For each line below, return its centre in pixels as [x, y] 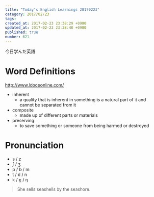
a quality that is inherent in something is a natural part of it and [83, 99]
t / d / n [20, 175]
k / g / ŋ [20, 179]
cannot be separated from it [48, 105]
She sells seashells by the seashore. [54, 189]
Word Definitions [40, 72]
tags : [11, 19]
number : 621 [17, 37]
